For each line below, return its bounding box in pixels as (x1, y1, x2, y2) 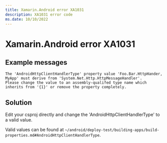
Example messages (5, 58, 68, 67)
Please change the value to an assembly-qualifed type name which (5, 80, 147, 85)
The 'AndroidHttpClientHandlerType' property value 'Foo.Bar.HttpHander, (5, 71, 163, 77)
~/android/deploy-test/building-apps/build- (65, 127, 159, 133)
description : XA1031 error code (5, 12, 73, 17)
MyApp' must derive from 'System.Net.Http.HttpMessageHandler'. (5, 76, 142, 81)
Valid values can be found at (5, 126, 64, 133)
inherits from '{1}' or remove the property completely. (5, 85, 127, 90)
